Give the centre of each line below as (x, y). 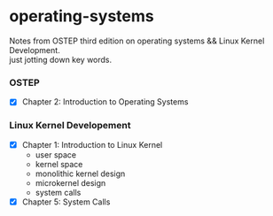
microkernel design (70, 182)
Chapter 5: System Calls (66, 202)
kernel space (59, 164)
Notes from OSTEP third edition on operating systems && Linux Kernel (137, 41)
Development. (35, 50)
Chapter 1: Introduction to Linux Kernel (92, 144)
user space (56, 154)
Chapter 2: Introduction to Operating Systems (105, 102)
